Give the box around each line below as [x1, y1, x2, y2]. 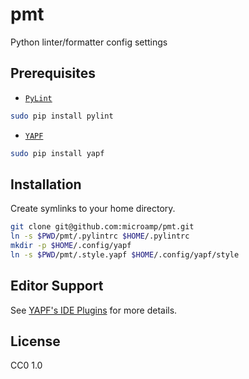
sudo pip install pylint [10, 111, 114, 121]
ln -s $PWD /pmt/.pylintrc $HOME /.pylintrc [10, 231, 190, 242]
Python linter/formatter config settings [10, 36, 168, 48]
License [10, 333, 61, 350]
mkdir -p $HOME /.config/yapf [10, 241, 132, 251]
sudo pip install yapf [10, 148, 105, 158]
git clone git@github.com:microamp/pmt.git [10, 222, 195, 232]
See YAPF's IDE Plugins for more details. [10, 304, 178, 316]
